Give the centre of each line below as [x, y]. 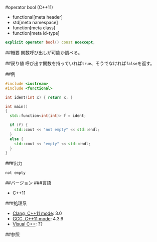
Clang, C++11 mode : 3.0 [37, 213]
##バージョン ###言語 [28, 183]
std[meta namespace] [35, 22]
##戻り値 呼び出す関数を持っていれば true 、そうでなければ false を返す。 [80, 63]
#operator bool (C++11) [29, 7]
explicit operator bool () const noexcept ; [50, 42]
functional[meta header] [37, 17]
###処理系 [16, 203]
